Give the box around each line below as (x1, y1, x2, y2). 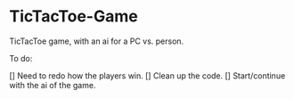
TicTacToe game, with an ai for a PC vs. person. (9, 36, 184, 46)
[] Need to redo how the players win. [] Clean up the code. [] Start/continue (9, 70, 286, 81)
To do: (9, 53, 33, 63)
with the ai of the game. (9, 79, 96, 90)
